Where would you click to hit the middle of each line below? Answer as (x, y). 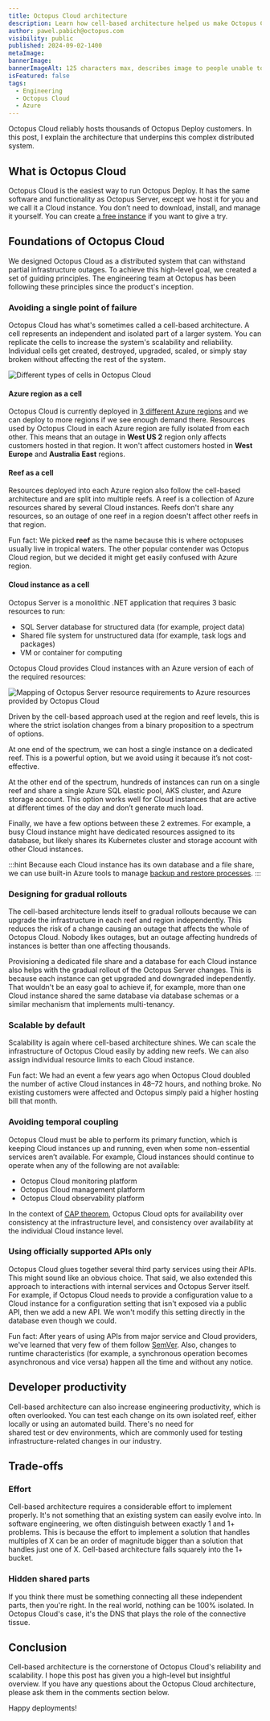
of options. (26, 734)
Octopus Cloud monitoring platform (79, 1181)
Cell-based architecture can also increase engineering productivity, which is (135, 1407)
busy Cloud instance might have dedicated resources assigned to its (122, 832)
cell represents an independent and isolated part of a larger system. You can (135, 334)
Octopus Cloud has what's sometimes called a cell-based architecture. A (129, 325)
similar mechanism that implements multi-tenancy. (92, 1004)
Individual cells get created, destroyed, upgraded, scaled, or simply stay (128, 351)
